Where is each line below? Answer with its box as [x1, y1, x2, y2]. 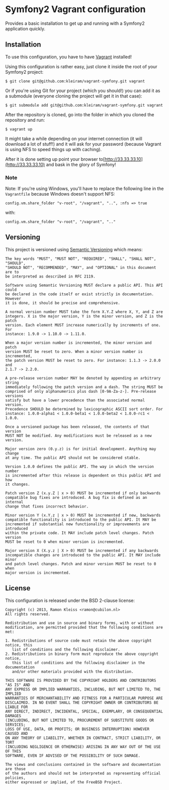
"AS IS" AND [5, 682, 30, 687]
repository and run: [5, 117, 45, 123]
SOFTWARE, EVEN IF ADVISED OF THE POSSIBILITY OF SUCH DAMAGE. [5, 753, 141, 758]
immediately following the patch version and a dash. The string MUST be [5, 384, 163, 390]
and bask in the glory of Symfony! [46, 161, 117, 167]
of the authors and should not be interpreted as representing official [5, 771, 161, 776]
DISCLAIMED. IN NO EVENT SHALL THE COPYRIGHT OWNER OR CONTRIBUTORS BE [5, 700, 158, 705]
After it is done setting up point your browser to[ [5, 156, 105, 162]
